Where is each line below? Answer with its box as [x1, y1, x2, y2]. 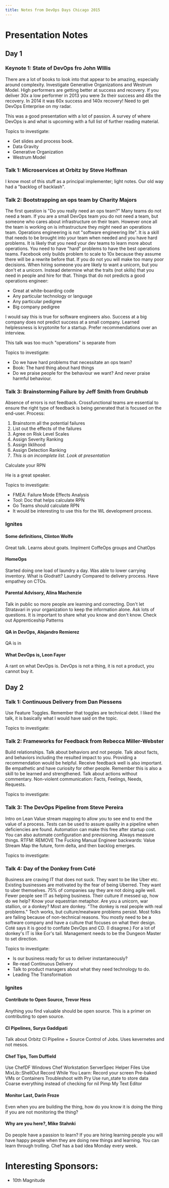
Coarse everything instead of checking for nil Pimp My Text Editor [5, 1081, 142, 1087]
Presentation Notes [5, 29, 88, 41]
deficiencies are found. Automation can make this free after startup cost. [5, 826, 156, 832]
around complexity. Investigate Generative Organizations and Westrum [5, 82, 152, 88]
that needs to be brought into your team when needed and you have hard [5, 235, 157, 241]
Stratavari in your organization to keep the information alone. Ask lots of [5, 606, 155, 613]
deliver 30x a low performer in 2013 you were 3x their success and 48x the [5, 92, 161, 98]
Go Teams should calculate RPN [12, 502, 80, 509]
